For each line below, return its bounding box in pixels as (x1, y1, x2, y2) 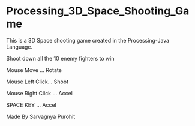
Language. (6, 43, 33, 50)
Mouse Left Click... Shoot (6, 78, 69, 85)
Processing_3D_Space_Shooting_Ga (6, 4, 190, 18)
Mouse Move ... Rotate (6, 66, 62, 73)
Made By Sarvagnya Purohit (6, 113, 76, 120)
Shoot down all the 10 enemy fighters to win (6, 55, 115, 62)
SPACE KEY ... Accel (6, 101, 57, 109)
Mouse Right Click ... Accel (6, 89, 73, 97)
